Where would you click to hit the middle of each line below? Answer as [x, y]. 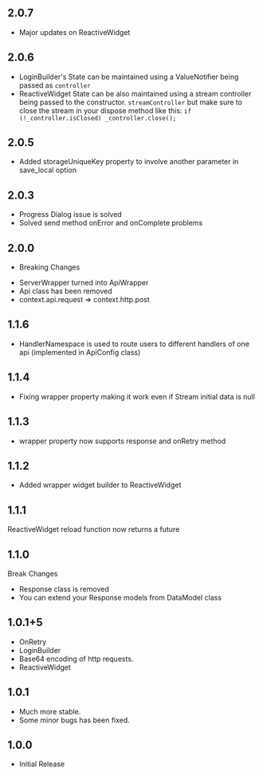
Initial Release [42, 764]
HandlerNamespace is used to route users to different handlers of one [134, 344]
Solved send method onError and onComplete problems [111, 223]
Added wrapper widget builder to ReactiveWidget [100, 485]
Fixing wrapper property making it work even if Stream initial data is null [137, 396]
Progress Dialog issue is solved [71, 214]
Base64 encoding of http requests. [76, 659]
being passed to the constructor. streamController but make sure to [130, 102]
